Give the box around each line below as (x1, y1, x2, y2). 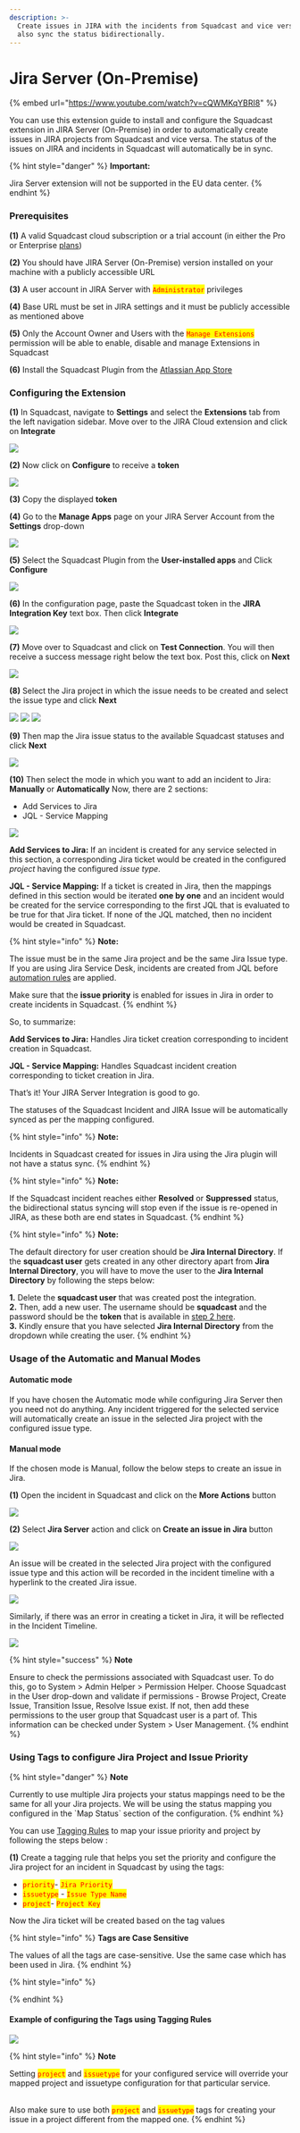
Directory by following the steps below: (9, 1275, 155, 1285)
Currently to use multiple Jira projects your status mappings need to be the (9, 1788, 286, 1800)
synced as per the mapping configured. (9, 1114, 154, 1125)
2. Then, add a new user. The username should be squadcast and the (9, 1301, 268, 1312)
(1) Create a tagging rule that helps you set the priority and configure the (9, 1852, 277, 1862)
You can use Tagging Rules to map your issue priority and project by (9, 1825, 261, 1836)
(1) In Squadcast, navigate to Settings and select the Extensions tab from (9, 406, 281, 417)
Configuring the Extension (9, 386, 127, 398)
